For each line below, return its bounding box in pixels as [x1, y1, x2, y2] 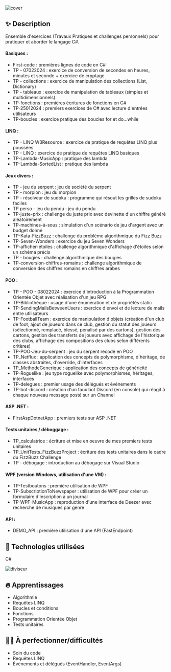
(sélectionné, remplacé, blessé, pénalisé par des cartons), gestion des [12, 326, 161, 332]
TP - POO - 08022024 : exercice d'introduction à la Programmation [12, 288, 155, 295]
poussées [12, 145, 34, 151]
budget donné [12, 228, 43, 234]
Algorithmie [12, 594, 37, 600]
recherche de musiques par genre [12, 504, 85, 511]
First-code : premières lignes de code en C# [12, 62, 106, 68]
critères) [12, 343, 31, 349]
